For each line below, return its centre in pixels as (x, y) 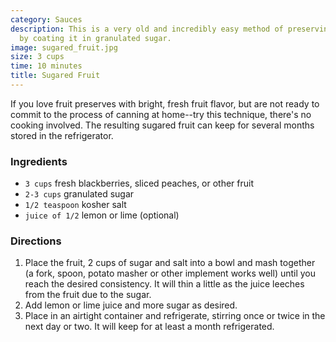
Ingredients (39, 161)
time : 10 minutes (46, 66)
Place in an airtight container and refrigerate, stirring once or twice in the (175, 316)
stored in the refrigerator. (62, 135)
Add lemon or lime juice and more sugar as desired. (131, 305)
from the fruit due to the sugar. (88, 295)
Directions (36, 241)
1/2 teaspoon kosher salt (75, 205)
